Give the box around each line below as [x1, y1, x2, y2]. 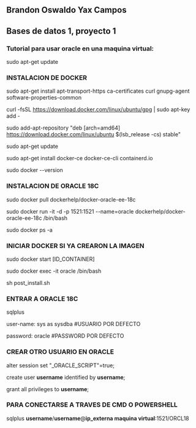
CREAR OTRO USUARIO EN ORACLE [6, 348, 115, 356]
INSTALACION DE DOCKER [6, 74, 88, 82]
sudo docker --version [6, 166, 63, 174]
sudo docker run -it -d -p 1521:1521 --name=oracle [6, 208, 134, 215]
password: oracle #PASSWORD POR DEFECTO [6, 332, 124, 340]
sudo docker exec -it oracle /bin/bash [6, 267, 102, 274]
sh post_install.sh [6, 279, 50, 286]
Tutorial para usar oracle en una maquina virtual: [6, 44, 154, 53]
